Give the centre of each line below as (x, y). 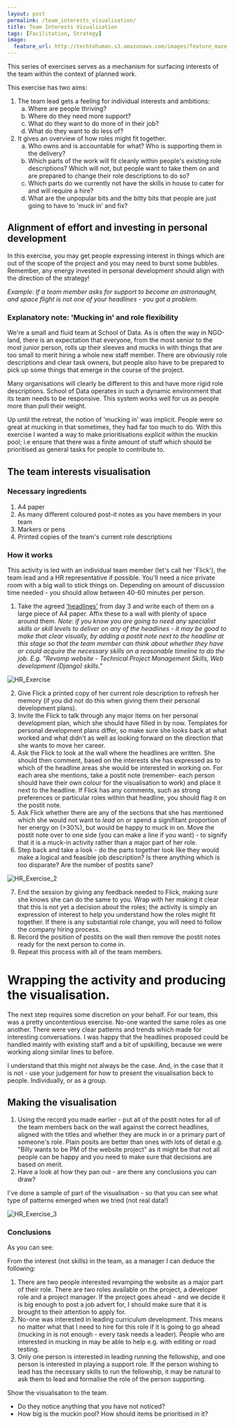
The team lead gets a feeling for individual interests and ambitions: (114, 101)
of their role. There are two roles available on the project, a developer (117, 1289)
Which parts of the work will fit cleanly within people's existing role (125, 161)
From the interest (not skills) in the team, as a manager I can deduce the (111, 1261)
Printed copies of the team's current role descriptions (95, 536)
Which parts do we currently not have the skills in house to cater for (126, 183)
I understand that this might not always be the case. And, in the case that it (115, 1066)
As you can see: (31, 1247)
